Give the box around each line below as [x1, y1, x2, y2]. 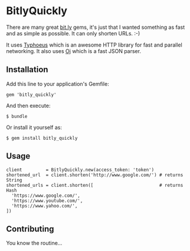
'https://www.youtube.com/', [11, 197, 83, 204]
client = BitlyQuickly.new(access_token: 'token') [6, 167, 155, 173]
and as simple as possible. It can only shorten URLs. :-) [6, 29, 140, 37]
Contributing [6, 224, 54, 234]
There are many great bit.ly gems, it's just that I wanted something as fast [6, 24, 185, 31]
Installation [6, 65, 48, 75]
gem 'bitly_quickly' [6, 91, 57, 98]
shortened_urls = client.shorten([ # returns [6, 182, 184, 188]
